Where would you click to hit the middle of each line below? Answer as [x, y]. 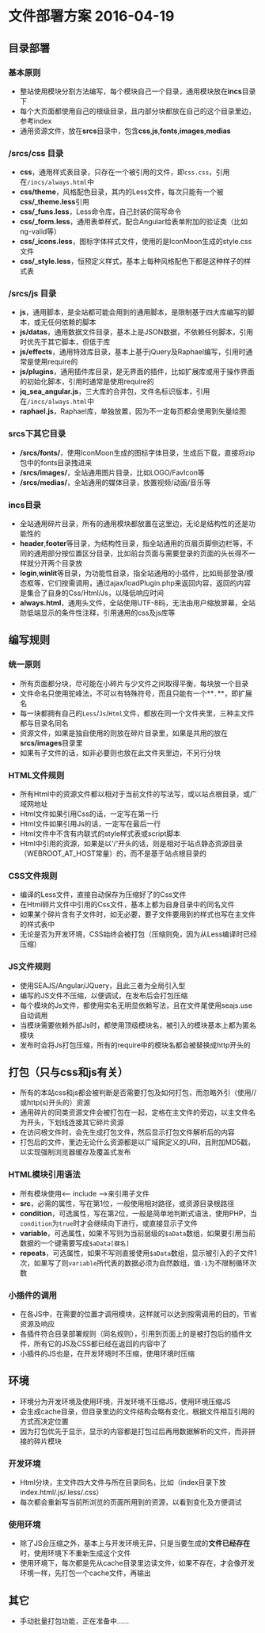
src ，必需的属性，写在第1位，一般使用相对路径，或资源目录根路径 [127, 1203]
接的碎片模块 [40, 1441]
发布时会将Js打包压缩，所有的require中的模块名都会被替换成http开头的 [135, 1045]
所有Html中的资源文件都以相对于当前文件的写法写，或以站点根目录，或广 [138, 794]
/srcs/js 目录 [32, 294]
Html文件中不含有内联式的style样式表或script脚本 [100, 834]
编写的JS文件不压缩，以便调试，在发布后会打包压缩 [104, 995]
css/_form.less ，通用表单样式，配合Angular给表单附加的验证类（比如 [134, 222]
